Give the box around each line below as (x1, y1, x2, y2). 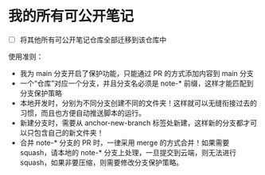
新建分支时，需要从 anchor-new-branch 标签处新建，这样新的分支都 (19, 118, 244, 127)
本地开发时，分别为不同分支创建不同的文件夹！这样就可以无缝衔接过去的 (19, 98, 257, 108)
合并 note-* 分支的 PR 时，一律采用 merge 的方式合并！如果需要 (19, 138, 230, 147)
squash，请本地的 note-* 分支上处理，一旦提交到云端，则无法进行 (19, 148, 237, 157)
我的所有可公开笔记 (8, 7, 134, 25)
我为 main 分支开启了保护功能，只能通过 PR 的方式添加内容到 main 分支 (19, 69, 254, 78)
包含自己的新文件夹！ (33, 128, 104, 137)
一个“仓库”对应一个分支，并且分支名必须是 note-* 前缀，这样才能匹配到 (19, 78, 254, 88)
